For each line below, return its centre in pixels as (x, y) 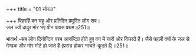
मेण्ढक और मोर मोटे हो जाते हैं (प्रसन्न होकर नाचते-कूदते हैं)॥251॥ (67, 46)
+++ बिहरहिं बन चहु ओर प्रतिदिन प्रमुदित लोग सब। (53, 21)
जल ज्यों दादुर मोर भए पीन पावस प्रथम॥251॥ (48, 27)
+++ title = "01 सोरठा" (31, 9)
